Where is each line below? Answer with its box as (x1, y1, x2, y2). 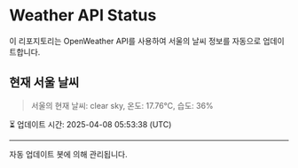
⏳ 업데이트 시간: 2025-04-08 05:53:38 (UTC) (9, 118, 172, 129)
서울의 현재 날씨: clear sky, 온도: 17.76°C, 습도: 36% (30, 100, 215, 111)
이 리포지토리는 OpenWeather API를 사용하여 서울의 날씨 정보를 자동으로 (9, 35, 262, 46)
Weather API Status (9, 5, 157, 26)
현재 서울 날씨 (9, 75, 80, 90)
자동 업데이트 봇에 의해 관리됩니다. (9, 149, 128, 159)
